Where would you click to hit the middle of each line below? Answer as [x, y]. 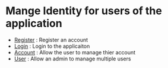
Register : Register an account [51, 40]
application [34, 23]
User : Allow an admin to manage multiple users [72, 59]
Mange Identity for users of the [84, 11]
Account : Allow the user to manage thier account [75, 52]
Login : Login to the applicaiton [52, 46]
